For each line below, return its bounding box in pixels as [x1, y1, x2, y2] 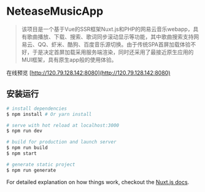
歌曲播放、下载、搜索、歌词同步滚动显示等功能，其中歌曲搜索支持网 [26, 33, 199, 40]
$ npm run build [6, 145, 48, 151]
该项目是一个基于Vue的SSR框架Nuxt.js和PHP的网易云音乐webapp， [21, 25, 193, 33]
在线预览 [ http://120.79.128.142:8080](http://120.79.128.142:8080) [6, 69, 171, 76]
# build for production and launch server [6, 139, 117, 145]
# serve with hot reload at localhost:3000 [6, 122, 120, 128]
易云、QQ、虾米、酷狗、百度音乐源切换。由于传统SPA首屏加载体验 [21, 40, 191, 48]
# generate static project [6, 161, 75, 167]
